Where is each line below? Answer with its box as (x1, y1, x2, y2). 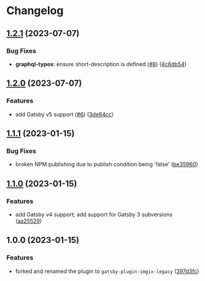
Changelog (6, 4, 64, 18)
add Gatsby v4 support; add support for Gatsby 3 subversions (15, 210, 173, 218)
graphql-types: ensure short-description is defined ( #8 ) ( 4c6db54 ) (15, 60, 187, 67)
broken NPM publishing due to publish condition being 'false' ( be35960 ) (15, 161, 198, 168)
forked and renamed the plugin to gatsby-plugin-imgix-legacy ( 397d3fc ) (15, 268, 199, 275)
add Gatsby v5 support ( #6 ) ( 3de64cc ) (15, 110, 114, 118)
